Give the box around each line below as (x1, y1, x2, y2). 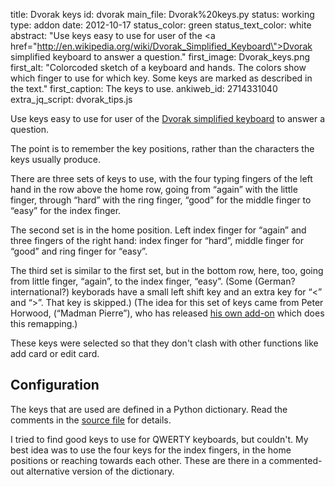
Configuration (10, 377, 100, 394)
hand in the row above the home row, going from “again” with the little (10, 184, 298, 195)
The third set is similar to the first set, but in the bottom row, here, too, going (10, 265, 324, 276)
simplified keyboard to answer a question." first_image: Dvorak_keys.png (10, 51, 311, 63)
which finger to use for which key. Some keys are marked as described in (10, 72, 313, 84)
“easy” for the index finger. (10, 205, 122, 216)
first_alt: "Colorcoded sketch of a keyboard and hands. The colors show (10, 62, 307, 73)
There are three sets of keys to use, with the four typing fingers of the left (10, 173, 313, 184)
